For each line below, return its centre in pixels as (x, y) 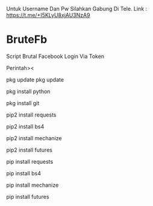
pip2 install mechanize (34, 138)
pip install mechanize (33, 185)
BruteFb (27, 40)
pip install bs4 (23, 173)
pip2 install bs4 (25, 126)
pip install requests (30, 161)
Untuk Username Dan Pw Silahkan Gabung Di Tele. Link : (77, 9)
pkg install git (23, 103)
